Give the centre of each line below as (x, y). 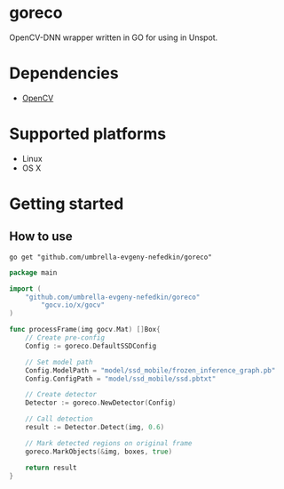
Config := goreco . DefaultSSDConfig (91, 346)
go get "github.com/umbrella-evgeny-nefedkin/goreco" (111, 257)
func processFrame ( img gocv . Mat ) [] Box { (85, 330)
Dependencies (64, 73)
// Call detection (59, 419)
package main (33, 273)
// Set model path (59, 362)
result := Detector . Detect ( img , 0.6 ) (95, 428)
